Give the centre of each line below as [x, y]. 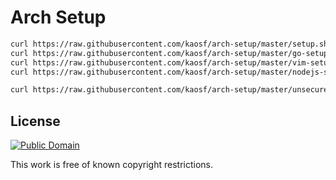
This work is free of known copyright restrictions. [111, 165]
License [35, 121]
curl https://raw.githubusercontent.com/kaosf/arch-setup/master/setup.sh [169, 44]
